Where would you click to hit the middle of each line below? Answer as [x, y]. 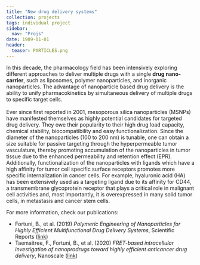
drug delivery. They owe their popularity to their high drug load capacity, [96, 124]
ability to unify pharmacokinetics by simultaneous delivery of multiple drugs [99, 93]
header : [16, 45]
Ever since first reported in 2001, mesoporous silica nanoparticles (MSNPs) [99, 112]
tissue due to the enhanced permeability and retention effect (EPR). [89, 156]
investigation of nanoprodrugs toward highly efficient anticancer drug [101, 249]
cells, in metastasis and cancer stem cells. [58, 201]
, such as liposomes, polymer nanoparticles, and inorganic [95, 80]
